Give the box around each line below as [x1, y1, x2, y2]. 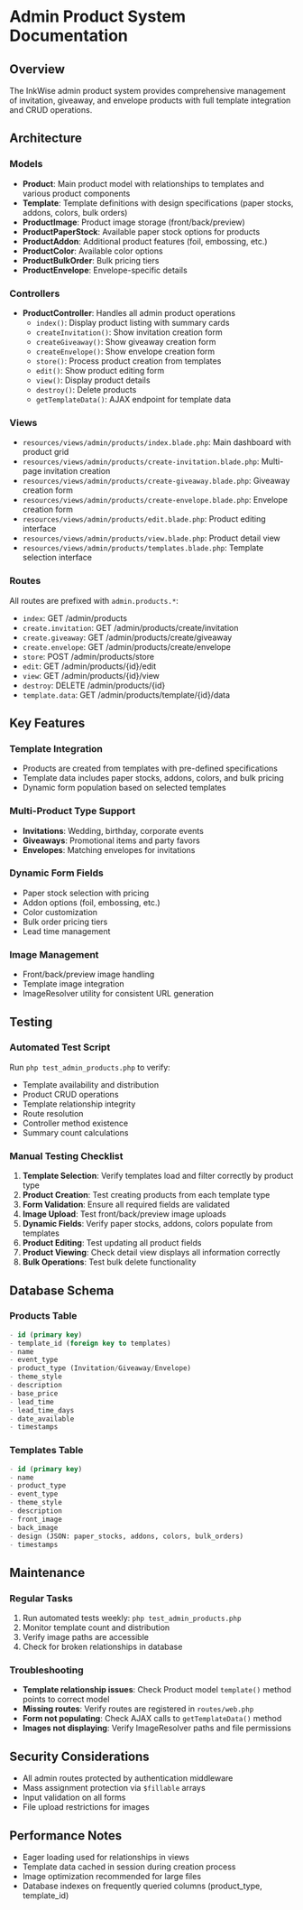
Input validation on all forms [22, 1792, 126, 1803]
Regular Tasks [9, 1591, 74, 1604]
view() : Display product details [35, 375, 151, 385]
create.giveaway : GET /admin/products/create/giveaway [22, 632, 233, 643]
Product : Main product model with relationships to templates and [22, 178, 264, 189]
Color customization [22, 906, 97, 917]
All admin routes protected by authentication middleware [22, 1773, 234, 1784]
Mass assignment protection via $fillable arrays [22, 1783, 206, 1794]
